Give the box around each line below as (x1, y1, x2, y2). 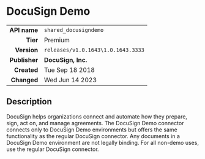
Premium (43, 36, 70, 44)
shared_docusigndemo (43, 26, 104, 33)
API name (9, 26, 39, 34)
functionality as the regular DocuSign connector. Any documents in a (6, 132, 181, 139)
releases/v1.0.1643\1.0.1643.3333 (43, 46, 145, 53)
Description (6, 96, 52, 107)
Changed (10, 76, 39, 84)
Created (14, 66, 39, 74)
